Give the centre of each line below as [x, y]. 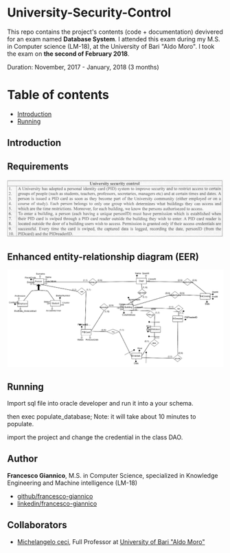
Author [22, 459]
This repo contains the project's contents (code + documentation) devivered [115, 32]
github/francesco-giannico [55, 496]
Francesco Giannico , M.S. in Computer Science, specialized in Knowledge [113, 475]
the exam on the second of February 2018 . [68, 54]
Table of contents [58, 95]
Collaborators [37, 525]
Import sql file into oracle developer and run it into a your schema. [100, 403]
